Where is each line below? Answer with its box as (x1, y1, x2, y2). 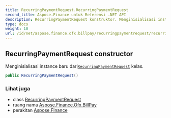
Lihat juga (5, 85, 31, 92)
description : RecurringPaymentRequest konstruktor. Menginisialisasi (5, 17, 156, 22)
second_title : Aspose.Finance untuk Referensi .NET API (5, 12, 126, 17)
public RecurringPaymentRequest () (5, 73, 79, 78)
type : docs (5, 21, 28, 27)
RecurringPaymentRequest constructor (5, 50, 133, 58)
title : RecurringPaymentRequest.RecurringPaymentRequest (5, 7, 129, 13)
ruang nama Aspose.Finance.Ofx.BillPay (12, 102, 97, 108)
